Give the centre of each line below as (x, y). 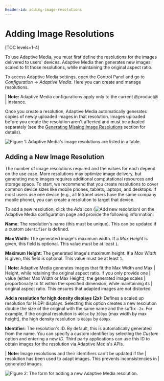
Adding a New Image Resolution (55, 157)
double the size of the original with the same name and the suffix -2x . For (79, 309)
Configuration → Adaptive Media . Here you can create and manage (73, 82)
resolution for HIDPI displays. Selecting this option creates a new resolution (81, 303)
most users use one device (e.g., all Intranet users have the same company (81, 195)
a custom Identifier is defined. (37, 229)
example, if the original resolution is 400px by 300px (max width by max (76, 314)
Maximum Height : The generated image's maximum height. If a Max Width (81, 253)
